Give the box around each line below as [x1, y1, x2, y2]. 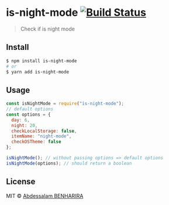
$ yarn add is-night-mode [6, 69, 69, 75]
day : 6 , [11, 117, 30, 123]
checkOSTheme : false [11, 139, 61, 145]
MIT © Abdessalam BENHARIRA [6, 192, 84, 199]
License [6, 177, 36, 187]
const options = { [6, 112, 51, 117]
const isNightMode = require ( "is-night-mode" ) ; [6, 100, 125, 107]
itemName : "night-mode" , [11, 133, 72, 139]
